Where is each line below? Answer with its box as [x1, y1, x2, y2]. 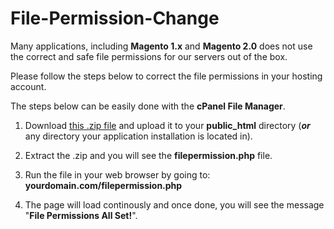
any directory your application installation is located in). [24, 130, 253, 142]
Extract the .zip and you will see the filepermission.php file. [24, 149, 273, 161]
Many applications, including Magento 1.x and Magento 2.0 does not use [10, 40, 313, 52]
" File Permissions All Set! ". [24, 209, 138, 221]
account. [10, 80, 47, 92]
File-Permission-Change [10, 7, 220, 30]
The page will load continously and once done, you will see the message [24, 198, 325, 211]
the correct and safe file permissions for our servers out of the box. [10, 50, 288, 62]
